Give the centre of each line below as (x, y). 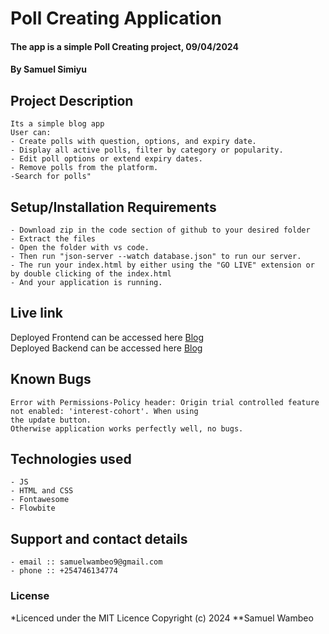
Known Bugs (51, 379)
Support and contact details (99, 538)
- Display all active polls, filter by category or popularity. (147, 150)
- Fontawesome (40, 500)
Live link (36, 313)
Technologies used (71, 459)
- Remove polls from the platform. (84, 168)
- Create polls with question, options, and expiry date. (133, 142)
